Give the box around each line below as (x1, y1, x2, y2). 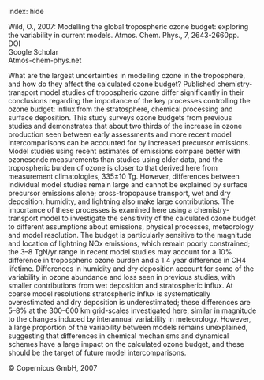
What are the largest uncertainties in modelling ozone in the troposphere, (8, 71, 246, 80)
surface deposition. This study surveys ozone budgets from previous (8, 113, 232, 122)
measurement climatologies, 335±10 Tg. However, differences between (8, 171, 240, 181)
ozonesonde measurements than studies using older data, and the (8, 155, 223, 164)
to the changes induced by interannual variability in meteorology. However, (8, 314, 251, 323)
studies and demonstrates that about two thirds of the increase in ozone (8, 122, 243, 130)
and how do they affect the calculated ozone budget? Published (8, 79, 216, 88)
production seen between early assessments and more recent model (8, 130, 232, 139)
